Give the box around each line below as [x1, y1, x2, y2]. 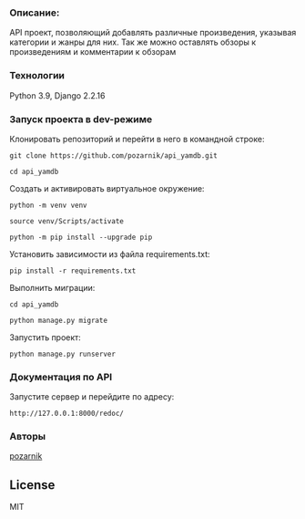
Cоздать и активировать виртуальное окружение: [9, 182, 205, 193]
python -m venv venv [9, 201, 88, 210]
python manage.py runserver [9, 349, 117, 358]
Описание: [9, 6, 60, 19]
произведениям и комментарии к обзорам [9, 47, 177, 57]
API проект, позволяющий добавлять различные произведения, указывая [9, 27, 297, 38]
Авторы [9, 431, 46, 443]
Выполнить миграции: [9, 282, 96, 293]
